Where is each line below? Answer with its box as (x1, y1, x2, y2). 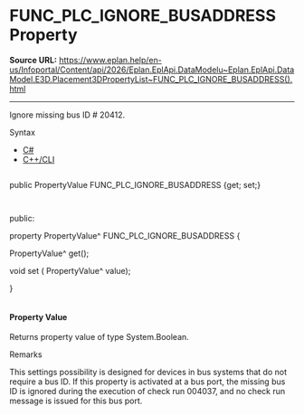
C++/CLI (22, 154, 55, 165)
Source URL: (9, 54, 57, 65)
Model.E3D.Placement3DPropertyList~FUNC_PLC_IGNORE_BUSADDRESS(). (9, 73, 293, 84)
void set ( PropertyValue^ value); (9, 265, 131, 276)
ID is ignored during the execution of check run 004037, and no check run (9, 386, 286, 397)
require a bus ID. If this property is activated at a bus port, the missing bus (9, 376, 286, 387)
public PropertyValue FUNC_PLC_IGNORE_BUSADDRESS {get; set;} (9, 179, 261, 190)
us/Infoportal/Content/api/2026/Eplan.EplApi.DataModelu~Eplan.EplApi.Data (9, 64, 295, 75)
